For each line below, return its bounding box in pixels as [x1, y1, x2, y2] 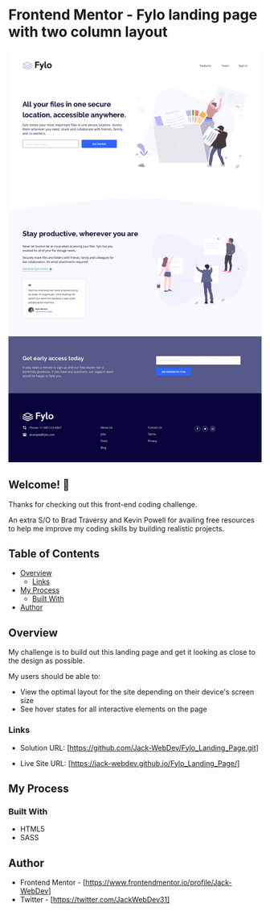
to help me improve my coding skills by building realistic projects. [8, 523, 225, 533]
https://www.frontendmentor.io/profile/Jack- [85, 877, 233, 888]
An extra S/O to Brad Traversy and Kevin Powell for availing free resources [8, 514, 255, 525]
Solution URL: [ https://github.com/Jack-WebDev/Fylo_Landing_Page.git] [19, 743, 259, 752]
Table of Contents [8, 547, 100, 561]
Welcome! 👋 [8, 478, 70, 492]
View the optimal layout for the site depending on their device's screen [19, 687, 255, 697]
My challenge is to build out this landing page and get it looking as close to [8, 648, 256, 657]
